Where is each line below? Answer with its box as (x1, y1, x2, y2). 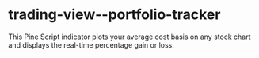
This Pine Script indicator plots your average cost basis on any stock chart (8, 32, 251, 41)
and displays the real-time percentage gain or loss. (8, 40, 174, 49)
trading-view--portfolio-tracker (8, 6, 221, 24)
